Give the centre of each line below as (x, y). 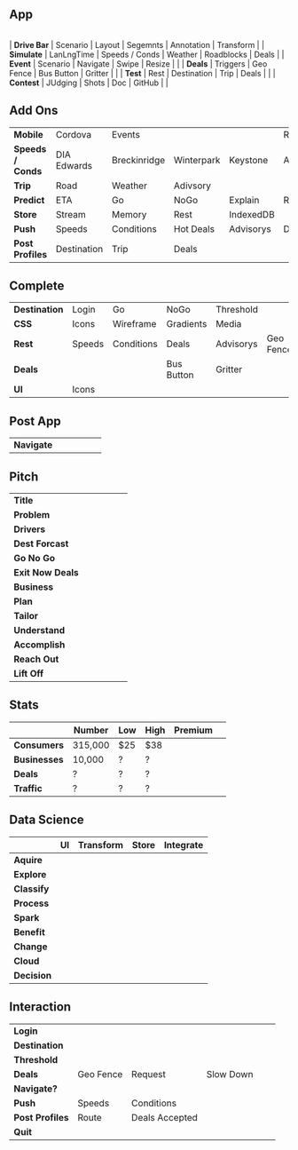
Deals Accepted (165, 1117)
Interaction (40, 1007)
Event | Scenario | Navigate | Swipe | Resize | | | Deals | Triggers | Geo (138, 63)
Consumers (39, 745)
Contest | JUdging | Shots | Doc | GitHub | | (89, 83)
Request (149, 1074)
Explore (30, 874)
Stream (71, 214)
